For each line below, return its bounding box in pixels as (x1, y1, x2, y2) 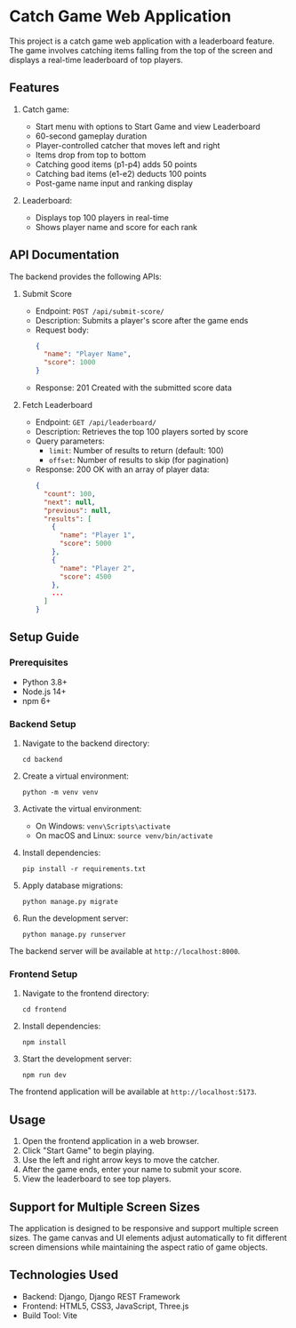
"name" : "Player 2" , (59, 564, 136, 572)
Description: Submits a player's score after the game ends (35, 315, 249, 325)
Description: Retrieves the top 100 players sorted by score (35, 427, 249, 437)
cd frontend (21, 1005, 67, 1014)
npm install (21, 1038, 67, 1047)
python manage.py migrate (21, 898, 118, 907)
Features (9, 80, 60, 95)
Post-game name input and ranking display (35, 178, 194, 188)
